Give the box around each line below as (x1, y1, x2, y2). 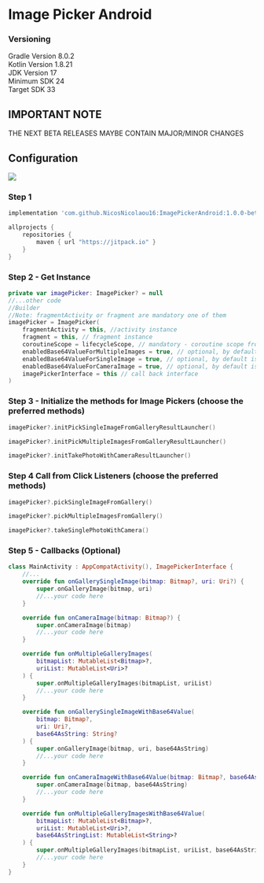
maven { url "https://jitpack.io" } (36, 238, 156, 246)
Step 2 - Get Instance (8, 272, 91, 283)
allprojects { (8, 224, 55, 231)
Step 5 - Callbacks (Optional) (8, 545, 121, 556)
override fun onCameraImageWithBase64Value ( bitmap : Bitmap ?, (22, 774, 226, 781)
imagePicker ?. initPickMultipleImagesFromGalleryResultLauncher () (8, 438, 226, 445)
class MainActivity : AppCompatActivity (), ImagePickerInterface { (8, 563, 234, 571)
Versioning (8, 34, 51, 45)
